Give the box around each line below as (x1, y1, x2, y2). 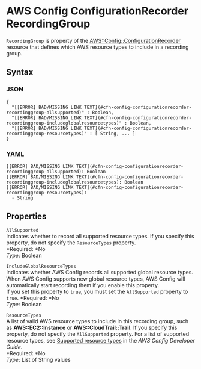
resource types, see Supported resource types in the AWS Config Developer (6, 336, 195, 344)
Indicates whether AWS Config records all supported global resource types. (6, 268, 194, 276)
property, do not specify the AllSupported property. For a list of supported (6, 330, 190, 338)
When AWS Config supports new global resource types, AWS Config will (6, 275, 185, 282)
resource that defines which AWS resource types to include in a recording (6, 43, 189, 51)
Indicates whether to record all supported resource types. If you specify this (6, 232, 194, 240)
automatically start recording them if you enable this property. (6, 281, 160, 288)
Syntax (6, 67, 34, 78)
